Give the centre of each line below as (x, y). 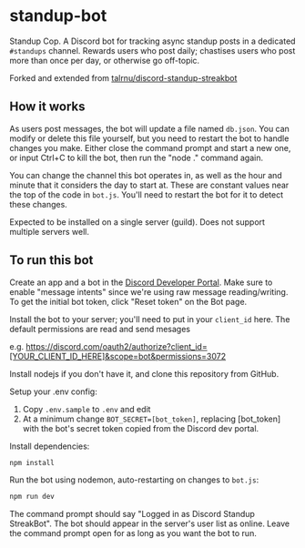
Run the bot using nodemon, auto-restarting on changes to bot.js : (134, 480)
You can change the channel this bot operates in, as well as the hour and (146, 175)
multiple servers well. (49, 231)
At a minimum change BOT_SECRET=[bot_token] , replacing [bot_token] (152, 419)
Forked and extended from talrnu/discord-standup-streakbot (123, 77)
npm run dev (32, 497)
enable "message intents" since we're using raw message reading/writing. (149, 291)
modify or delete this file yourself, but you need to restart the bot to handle (149, 138)
